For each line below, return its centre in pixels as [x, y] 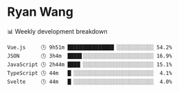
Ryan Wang [40, 12]
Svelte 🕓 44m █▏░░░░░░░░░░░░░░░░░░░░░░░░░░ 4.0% [90, 82]
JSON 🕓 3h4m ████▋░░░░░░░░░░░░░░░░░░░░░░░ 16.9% [90, 56]
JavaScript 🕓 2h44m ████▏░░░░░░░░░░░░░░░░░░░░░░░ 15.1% [90, 65]
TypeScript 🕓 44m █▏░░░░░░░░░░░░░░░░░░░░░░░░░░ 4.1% [90, 73]
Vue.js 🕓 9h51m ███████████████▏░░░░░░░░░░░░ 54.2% [90, 47]
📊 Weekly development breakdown [57, 31]
